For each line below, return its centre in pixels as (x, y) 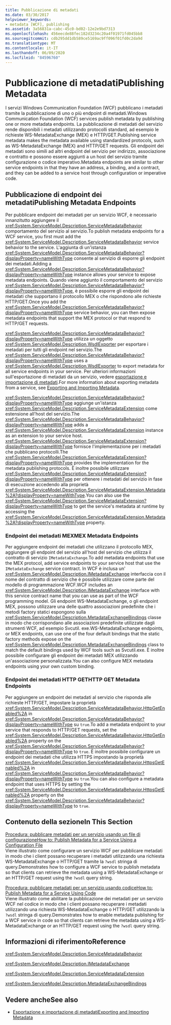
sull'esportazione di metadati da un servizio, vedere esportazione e (76, 377)
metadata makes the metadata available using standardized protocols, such (85, 141)
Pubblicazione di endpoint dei (54, 195)
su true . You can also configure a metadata (119, 779)
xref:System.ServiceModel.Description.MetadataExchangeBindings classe (83, 618)
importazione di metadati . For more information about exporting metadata (82, 382)
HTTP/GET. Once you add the (36, 302)
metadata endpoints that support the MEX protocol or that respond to (78, 318)
